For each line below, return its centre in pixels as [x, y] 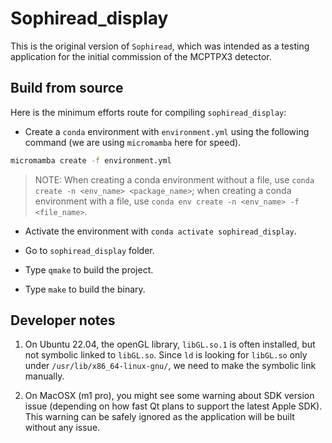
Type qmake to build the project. [89, 269]
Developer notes [63, 320]
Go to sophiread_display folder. [89, 250]
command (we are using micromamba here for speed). [133, 142]
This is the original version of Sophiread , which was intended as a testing [160, 46]
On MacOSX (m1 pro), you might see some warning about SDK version [169, 396]
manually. [44, 376]
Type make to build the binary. [85, 289]
